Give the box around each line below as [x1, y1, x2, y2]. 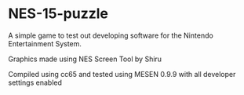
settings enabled [8, 78, 63, 87]
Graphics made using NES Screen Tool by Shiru [8, 54, 162, 64]
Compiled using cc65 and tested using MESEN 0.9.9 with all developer [8, 69, 236, 79]
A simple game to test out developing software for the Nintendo [8, 31, 213, 40]
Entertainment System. [8, 38, 82, 48]
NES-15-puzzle [8, 5, 108, 23]
